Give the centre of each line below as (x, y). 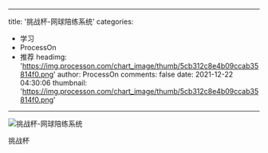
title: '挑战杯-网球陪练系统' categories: (71, 22)
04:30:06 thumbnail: (53, 83)
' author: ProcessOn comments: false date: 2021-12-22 (143, 74)
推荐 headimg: (43, 57)
